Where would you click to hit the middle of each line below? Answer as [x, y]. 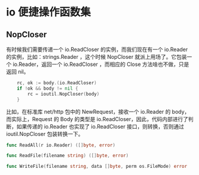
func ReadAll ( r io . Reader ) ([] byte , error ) [61, 145]
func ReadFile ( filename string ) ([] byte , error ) [67, 156]
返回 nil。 [18, 71]
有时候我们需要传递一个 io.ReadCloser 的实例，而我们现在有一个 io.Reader [97, 49]
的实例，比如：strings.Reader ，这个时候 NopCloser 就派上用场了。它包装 [97, 57]
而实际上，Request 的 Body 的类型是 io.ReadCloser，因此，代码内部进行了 [97, 119]
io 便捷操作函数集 [48, 12]
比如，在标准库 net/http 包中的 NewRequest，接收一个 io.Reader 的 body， [98, 112]
